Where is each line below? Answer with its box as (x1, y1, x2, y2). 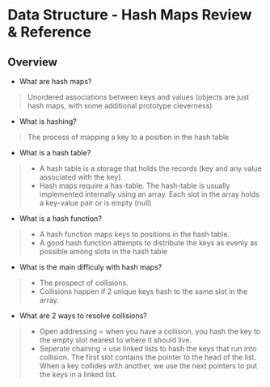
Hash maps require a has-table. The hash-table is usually (39, 181, 230, 190)
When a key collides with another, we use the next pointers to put (39, 361, 258, 370)
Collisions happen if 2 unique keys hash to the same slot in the (39, 287, 248, 296)
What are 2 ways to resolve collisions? (19, 311, 147, 321)
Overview (7, 55, 58, 69)
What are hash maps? (19, 77, 92, 86)
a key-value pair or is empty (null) (39, 198, 152, 207)
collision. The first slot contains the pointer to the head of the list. (39, 352, 256, 362)
